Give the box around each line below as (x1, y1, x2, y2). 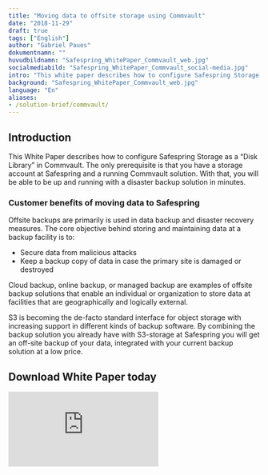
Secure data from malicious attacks (19, 248, 138, 257)
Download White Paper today (8, 369, 158, 384)
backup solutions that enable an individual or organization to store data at (8, 289, 250, 298)
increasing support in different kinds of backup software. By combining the (8, 321, 256, 331)
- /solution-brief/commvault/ (8, 101, 110, 109)
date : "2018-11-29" (8, 19, 74, 27)
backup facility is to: (8, 233, 75, 242)
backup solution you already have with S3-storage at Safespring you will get (8, 329, 260, 340)
